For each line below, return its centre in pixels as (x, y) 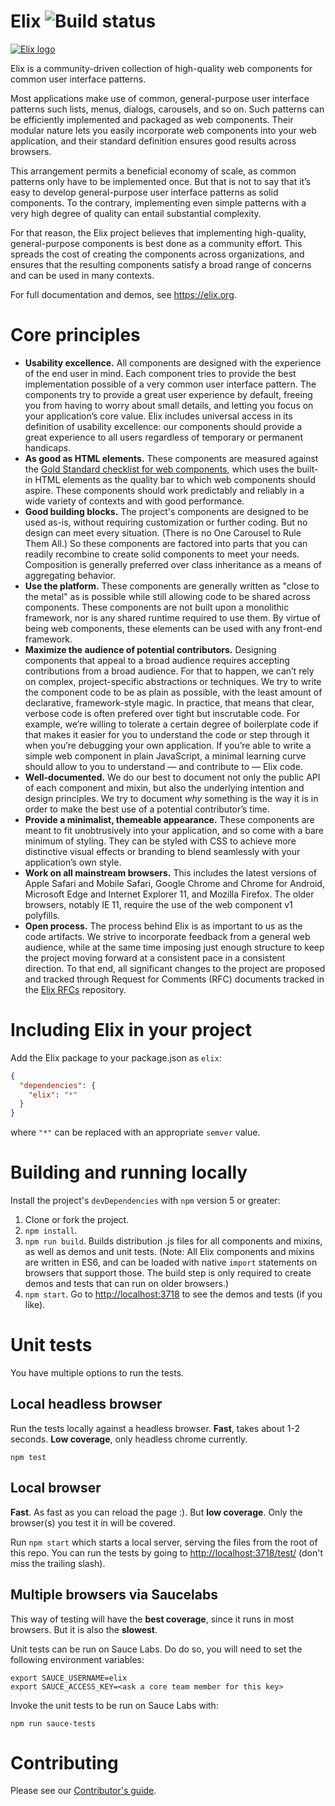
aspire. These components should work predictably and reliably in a (164, 490)
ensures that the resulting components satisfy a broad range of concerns (161, 264)
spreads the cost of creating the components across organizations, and (157, 254)
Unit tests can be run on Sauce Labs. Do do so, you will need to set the (156, 1649)
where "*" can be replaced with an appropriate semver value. (135, 1132)
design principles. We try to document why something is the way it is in (171, 798)
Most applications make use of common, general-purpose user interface (160, 98)
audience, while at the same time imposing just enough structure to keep (174, 947)
